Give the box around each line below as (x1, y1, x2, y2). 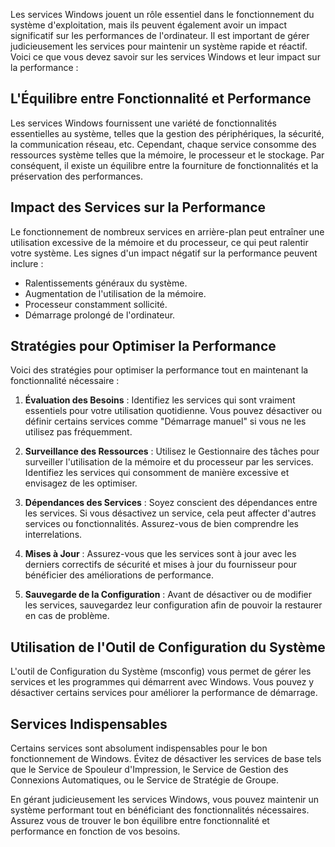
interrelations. (24, 529, 83, 541)
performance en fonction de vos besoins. (10, 825, 181, 838)
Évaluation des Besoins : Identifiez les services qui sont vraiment (24, 394, 296, 406)
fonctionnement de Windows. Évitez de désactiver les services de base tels (10, 753, 322, 765)
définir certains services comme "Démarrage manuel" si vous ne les (24, 415, 307, 428)
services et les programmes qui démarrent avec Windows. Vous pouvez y (10, 676, 315, 688)
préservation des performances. (10, 170, 143, 182)
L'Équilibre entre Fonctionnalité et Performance (10, 90, 312, 108)
